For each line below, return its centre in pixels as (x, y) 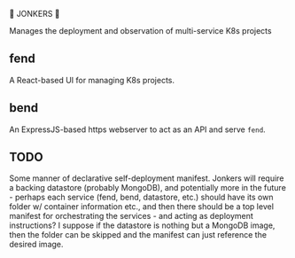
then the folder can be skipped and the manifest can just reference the (138, 235)
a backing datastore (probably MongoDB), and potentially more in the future (147, 188)
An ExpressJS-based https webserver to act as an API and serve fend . (137, 129)
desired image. (36, 245)
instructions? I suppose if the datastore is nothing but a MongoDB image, (142, 225)
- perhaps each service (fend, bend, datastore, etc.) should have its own (141, 197)
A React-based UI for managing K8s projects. (92, 80)
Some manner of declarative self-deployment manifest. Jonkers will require (147, 178)
